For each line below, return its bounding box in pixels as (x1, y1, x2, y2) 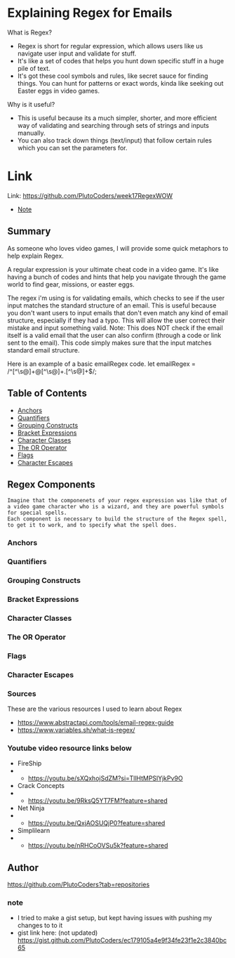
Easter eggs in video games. (17, 86, 100, 95)
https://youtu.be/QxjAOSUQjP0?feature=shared (27, 819, 166, 827)
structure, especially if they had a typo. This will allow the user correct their (7, 316, 225, 324)
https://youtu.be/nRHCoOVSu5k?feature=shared (27, 841, 168, 850)
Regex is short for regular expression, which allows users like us (17, 41, 203, 50)
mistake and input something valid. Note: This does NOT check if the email (7, 323, 223, 332)
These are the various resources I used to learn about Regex (7, 704, 182, 713)
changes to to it (17, 921, 63, 930)
